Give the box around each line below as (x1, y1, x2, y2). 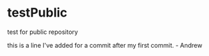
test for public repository (7, 28, 79, 36)
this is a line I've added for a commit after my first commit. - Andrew (7, 41, 203, 49)
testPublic (7, 5, 68, 21)
